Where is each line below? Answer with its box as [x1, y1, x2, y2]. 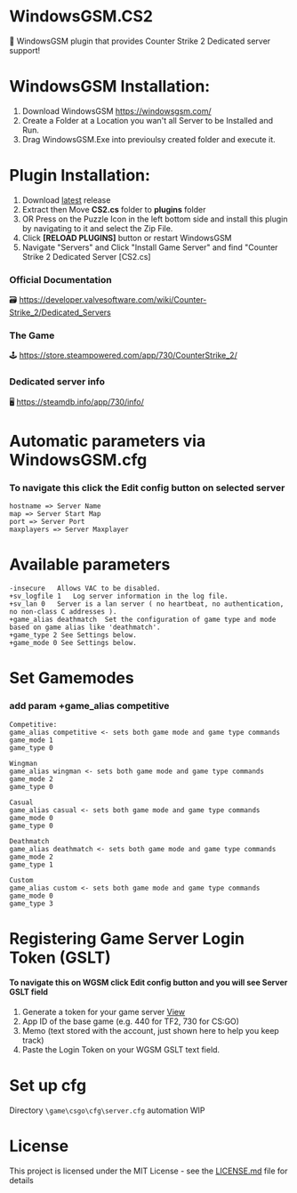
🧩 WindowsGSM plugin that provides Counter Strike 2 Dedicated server [9, 36, 271, 46]
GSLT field [9, 987, 49, 997]
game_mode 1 [9, 736, 53, 745]
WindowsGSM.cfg [9, 449, 148, 470]
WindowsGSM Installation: [9, 77, 211, 97]
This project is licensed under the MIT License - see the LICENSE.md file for [9, 1165, 288, 1176]
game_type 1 [9, 860, 53, 869]
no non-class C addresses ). [9, 608, 117, 617]
